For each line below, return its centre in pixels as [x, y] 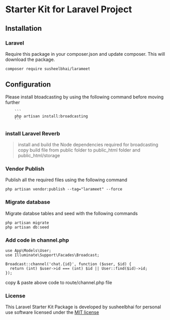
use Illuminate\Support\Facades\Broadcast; [52, 255]
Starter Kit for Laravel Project [69, 9]
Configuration [28, 85]
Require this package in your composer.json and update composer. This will [85, 54]
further [13, 102]
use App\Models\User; [28, 250]
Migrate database [28, 202]
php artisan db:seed [27, 227]
